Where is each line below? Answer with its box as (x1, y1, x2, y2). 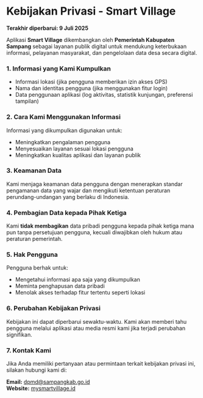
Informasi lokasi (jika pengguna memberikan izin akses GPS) (15, 78, 168, 86)
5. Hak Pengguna (6, 251, 58, 259)
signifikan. (6, 330, 32, 338)
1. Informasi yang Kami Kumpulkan (6, 64, 112, 72)
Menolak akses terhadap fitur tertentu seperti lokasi (15, 289, 145, 296)
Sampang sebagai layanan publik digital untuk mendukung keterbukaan (6, 43, 187, 50)
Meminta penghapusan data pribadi (15, 282, 105, 290)
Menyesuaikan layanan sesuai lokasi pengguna (15, 145, 134, 152)
